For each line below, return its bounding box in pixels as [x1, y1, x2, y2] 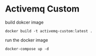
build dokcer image [5, 19, 44, 25]
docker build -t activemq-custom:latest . [5, 28, 93, 33]
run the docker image [5, 37, 48, 43]
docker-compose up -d [5, 46, 49, 51]
